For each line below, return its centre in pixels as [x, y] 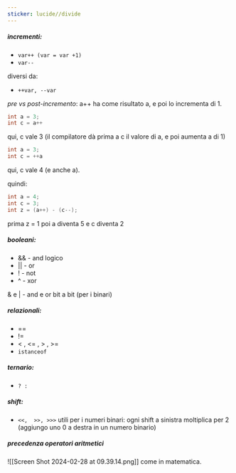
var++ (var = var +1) [49, 55]
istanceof [32, 352]
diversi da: [23, 76]
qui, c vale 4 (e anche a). [44, 170]
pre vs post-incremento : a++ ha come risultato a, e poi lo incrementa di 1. [115, 103]
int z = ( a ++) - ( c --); [43, 210]
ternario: [21, 368]
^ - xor [27, 280]
